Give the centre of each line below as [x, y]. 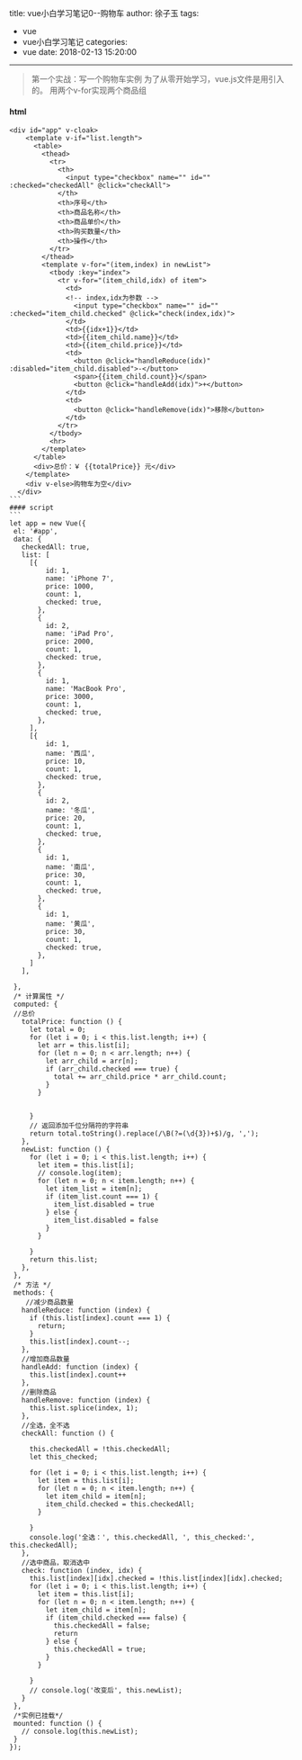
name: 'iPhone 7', [80, 579]
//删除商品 [39, 1393]
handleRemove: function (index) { [86, 1401]
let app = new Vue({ [48, 524]
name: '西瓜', [71, 754]
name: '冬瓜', [71, 811]
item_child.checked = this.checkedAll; [120, 1504]
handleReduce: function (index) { [86, 1311]
